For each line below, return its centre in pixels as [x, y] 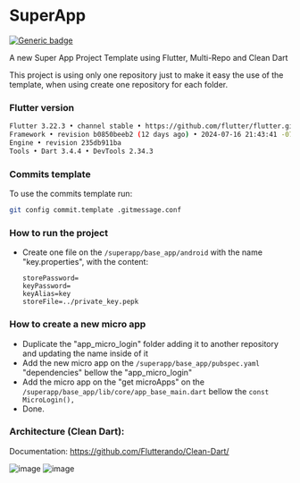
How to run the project [59, 233]
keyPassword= [46, 286]
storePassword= [50, 278]
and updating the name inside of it [85, 353]
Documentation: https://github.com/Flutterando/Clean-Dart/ [119, 451]
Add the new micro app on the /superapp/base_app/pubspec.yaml [141, 362]
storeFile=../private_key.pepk [80, 302]
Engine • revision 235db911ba [66, 143]
